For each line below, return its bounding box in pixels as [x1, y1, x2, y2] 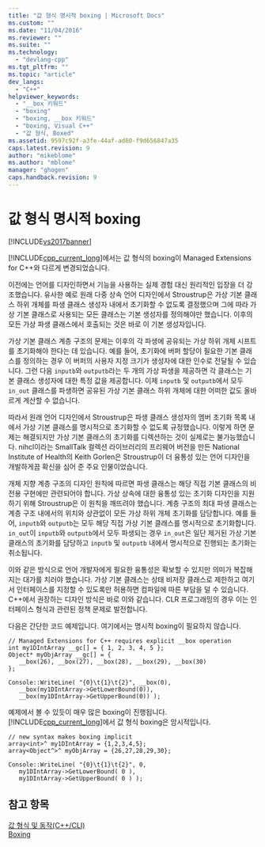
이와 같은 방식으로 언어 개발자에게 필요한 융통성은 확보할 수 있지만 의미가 [8, 564, 232, 574]
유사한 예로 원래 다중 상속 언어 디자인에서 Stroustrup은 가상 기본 [44, 290, 243, 299]
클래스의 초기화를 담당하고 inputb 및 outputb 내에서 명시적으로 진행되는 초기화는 [8, 537, 257, 547]
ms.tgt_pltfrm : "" [8, 63, 69, 71]
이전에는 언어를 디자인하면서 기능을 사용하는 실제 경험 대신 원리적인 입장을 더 [8, 279, 245, 289]
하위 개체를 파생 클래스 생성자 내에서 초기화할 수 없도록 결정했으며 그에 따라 [16, 299, 249, 309]
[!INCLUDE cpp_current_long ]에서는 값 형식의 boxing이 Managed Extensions [8, 253, 252, 262]
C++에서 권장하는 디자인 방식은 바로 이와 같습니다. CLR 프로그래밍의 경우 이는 [8, 594, 249, 604]
